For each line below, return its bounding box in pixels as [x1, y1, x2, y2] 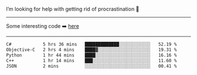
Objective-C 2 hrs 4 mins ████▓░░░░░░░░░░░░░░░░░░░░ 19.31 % [6, 47, 177, 52]
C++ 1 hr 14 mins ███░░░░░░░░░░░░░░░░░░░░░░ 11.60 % [6, 58, 177, 63]
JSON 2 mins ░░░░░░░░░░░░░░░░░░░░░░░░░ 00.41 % [6, 63, 177, 69]
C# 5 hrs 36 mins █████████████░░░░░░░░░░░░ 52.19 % [6, 41, 177, 47]
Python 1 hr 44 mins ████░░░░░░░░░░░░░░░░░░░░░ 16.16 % [6, 52, 177, 58]
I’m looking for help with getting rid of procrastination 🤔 [6, 6, 140, 12]
